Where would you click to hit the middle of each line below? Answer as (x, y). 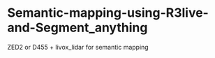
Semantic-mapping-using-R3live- (108, 13)
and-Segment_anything (77, 28)
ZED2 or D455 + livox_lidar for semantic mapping (78, 47)
